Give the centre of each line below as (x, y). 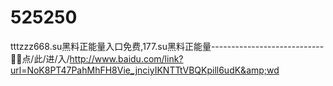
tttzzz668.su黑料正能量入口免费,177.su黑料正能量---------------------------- (167, 46)
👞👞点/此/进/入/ (40, 58)
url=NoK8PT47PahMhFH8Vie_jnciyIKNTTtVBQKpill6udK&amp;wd (145, 70)
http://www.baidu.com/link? (126, 58)
